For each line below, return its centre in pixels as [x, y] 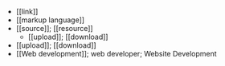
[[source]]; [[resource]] [55, 28]
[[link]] [27, 12]
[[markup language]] [50, 20]
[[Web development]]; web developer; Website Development [116, 54]
